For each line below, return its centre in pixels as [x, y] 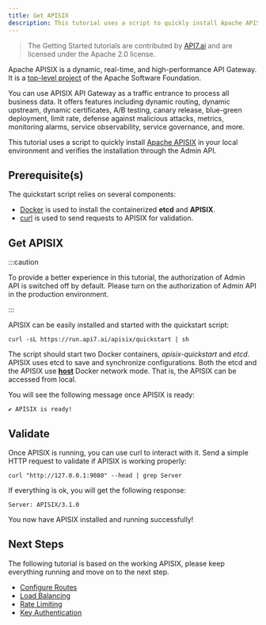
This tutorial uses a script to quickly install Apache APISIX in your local [123, 142]
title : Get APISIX [38, 15]
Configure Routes [48, 587]
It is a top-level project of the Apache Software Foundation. [105, 78]
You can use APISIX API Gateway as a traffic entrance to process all [119, 93]
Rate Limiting [41, 604]
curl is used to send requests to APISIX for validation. [106, 218]
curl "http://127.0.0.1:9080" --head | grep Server [95, 475]
